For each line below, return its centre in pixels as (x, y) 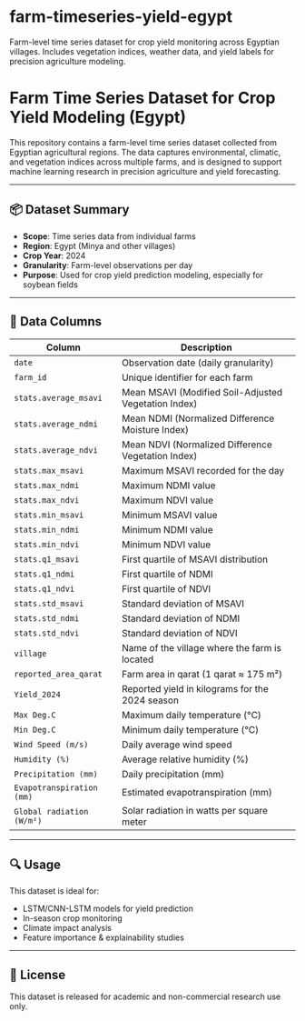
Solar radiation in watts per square (195, 810)
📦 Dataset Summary (69, 210)
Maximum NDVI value (167, 500)
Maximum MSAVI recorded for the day (203, 470)
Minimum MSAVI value (169, 515)
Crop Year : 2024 (54, 255)
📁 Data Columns (56, 321)
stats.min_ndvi (47, 544)
